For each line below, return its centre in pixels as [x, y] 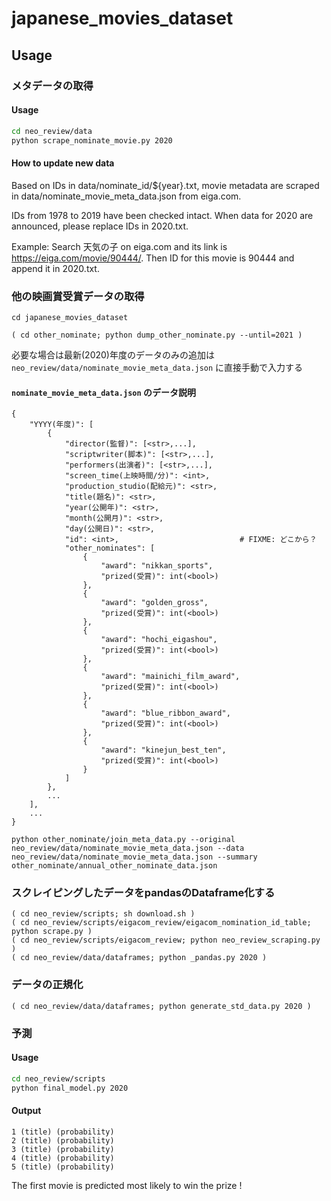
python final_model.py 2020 [70, 1088]
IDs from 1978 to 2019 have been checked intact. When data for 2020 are [162, 215]
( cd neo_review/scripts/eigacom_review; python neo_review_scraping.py [166, 940]
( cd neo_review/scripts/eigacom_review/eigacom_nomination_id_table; [161, 923]
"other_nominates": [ [110, 548]
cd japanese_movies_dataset [70, 317]
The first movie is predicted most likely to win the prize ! [127, 1185]
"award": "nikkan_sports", [157, 566]
